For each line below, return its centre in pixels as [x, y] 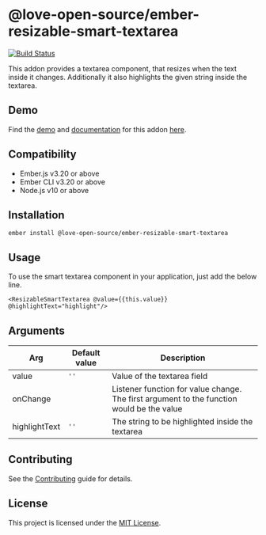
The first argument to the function [175, 399]
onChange [32, 399]
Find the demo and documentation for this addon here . [97, 129]
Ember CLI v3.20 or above [62, 182]
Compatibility [42, 155]
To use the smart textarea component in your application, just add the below [133, 277]
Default [86, 353]
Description [183, 358]
